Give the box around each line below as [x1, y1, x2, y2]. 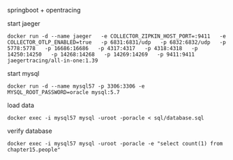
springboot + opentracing [7, 6, 82, 14]
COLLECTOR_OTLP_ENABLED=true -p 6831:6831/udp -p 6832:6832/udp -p [7, 39, 227, 46]
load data [7, 101, 35, 109]
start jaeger [7, 19, 40, 27]
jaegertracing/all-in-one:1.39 [7, 57, 98, 64]
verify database [7, 127, 52, 135]
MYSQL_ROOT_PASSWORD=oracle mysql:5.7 [7, 89, 120, 96]
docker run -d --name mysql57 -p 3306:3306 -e [7, 83, 145, 90]
